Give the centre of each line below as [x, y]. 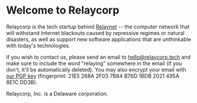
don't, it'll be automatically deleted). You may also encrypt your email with [96, 69]
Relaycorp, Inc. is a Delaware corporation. [57, 94]
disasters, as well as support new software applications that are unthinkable [98, 39]
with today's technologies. [38, 46]
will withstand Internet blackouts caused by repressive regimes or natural [95, 33]
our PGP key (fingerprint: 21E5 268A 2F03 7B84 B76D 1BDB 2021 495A [93, 76]
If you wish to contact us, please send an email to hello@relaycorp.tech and [98, 57]
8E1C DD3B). [22, 82]
